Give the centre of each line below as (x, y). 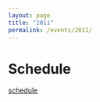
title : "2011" (31, 23)
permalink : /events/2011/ (50, 30)
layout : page (29, 15)
